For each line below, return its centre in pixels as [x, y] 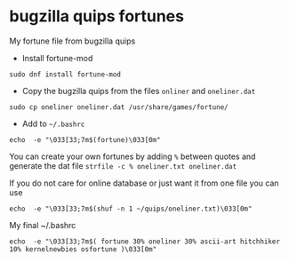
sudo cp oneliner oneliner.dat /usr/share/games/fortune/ [119, 107]
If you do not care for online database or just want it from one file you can [144, 183]
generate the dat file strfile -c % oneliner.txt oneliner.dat [123, 165]
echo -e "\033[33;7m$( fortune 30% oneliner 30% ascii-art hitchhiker [144, 242]
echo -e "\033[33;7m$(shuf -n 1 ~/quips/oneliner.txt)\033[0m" [131, 209]
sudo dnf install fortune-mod [65, 74]
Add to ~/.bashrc [53, 123]
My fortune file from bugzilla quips [72, 41]
